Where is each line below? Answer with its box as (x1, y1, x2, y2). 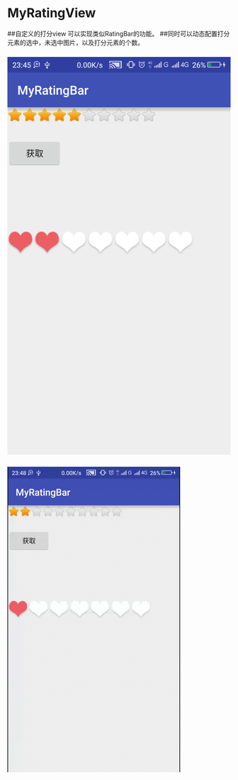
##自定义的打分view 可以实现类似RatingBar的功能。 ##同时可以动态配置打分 (7, 29, 230, 38)
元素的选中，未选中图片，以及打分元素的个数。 (7, 38, 144, 47)
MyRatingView (7, 5, 96, 21)
